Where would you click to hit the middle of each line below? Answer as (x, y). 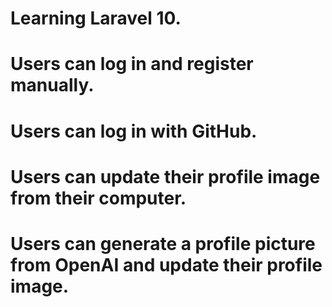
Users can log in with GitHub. (134, 131)
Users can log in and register (132, 64)
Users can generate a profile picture (163, 243)
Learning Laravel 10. (96, 18)
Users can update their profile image (165, 176)
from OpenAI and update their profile (166, 264)
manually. (52, 85)
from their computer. (98, 198)
